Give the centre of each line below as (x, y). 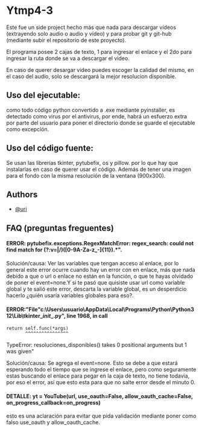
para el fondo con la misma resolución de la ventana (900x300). (86, 175)
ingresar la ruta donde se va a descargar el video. (68, 58)
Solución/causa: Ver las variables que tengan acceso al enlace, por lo (93, 263)
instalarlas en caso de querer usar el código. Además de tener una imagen (99, 169)
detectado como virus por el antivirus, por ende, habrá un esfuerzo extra (97, 116)
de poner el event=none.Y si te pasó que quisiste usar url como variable (96, 282)
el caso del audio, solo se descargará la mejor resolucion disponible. (91, 76)
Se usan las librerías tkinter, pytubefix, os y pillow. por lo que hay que (92, 163)
